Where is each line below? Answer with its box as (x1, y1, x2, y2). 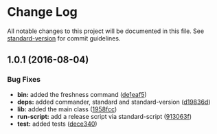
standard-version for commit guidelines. (7, 34, 121, 42)
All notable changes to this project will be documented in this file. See (7, 27, 205, 35)
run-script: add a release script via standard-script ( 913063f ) (16, 112, 192, 120)
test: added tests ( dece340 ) (16, 120, 98, 128)
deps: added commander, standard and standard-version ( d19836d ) (16, 98, 211, 106)
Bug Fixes (7, 75, 41, 85)
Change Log (7, 4, 78, 20)
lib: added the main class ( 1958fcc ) (16, 104, 117, 113)
